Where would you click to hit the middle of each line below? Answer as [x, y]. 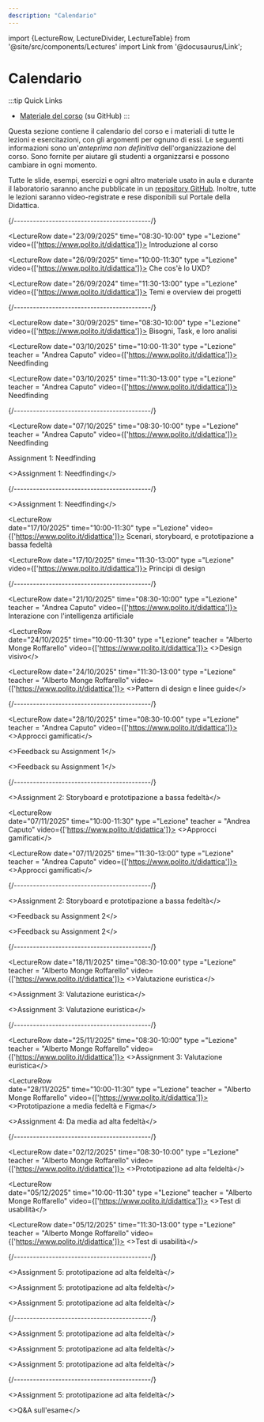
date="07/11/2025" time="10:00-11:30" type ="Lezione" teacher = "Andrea [129, 821]
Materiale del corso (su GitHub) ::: [75, 116]
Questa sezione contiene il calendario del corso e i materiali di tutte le [121, 131]
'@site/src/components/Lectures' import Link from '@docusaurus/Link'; [125, 46]
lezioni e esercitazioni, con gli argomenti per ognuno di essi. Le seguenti [126, 139]
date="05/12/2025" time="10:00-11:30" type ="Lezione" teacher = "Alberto [130, 1193]
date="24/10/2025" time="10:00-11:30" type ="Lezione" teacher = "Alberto [130, 639]
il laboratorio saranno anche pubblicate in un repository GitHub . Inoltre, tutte [132, 188]
